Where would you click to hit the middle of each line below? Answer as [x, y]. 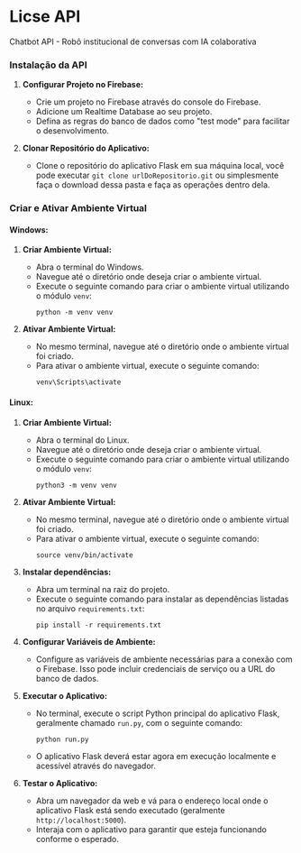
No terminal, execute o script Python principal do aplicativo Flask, [158, 713]
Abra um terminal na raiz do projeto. [103, 589]
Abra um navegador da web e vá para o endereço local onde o [152, 801]
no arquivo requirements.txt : [90, 608]
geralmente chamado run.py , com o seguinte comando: [139, 722]
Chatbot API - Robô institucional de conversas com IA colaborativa [133, 41]
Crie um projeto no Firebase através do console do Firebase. [148, 102]
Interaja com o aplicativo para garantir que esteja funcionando [151, 829]
